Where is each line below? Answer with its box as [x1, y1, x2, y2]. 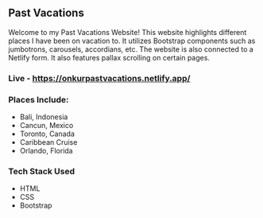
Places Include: [8, 94, 69, 105]
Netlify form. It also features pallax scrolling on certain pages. [8, 53, 211, 62]
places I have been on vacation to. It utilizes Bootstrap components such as [8, 36, 256, 45]
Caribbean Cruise [19, 138, 78, 147]
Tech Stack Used [8, 165, 75, 177]
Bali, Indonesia [19, 112, 68, 122]
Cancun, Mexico [19, 121, 74, 130]
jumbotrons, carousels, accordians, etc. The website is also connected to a [8, 44, 254, 54]
